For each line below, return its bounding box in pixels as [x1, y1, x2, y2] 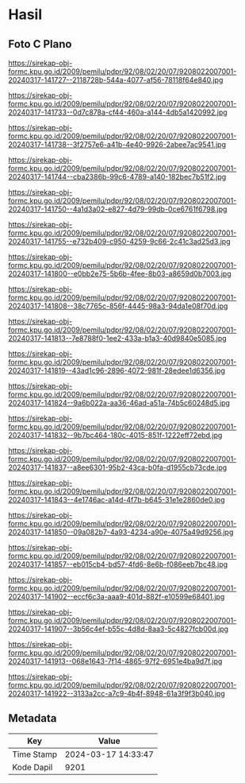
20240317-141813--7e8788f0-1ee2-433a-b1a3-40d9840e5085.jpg [8, 334, 228, 343]
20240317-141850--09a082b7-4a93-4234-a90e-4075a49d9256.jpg [8, 527, 234, 537]
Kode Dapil [12, 762, 53, 773]
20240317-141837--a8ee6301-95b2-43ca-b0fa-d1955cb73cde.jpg [8, 463, 228, 472]
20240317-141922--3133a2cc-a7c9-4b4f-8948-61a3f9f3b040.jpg [8, 689, 226, 698]
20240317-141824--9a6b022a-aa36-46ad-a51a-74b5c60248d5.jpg [8, 398, 230, 407]
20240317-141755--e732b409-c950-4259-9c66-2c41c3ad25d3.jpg [8, 237, 231, 246]
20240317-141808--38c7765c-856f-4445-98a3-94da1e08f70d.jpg [8, 301, 228, 311]
